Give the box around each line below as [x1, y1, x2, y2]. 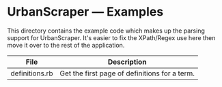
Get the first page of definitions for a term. [59, 69, 195, 78]
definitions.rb [10, 69, 53, 78]
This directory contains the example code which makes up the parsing [7, 27, 205, 35]
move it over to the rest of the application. [7, 41, 125, 49]
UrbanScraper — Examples [7, 4, 164, 20]
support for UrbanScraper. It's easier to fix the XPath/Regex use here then [7, 33, 216, 41]
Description [107, 57, 147, 67]
